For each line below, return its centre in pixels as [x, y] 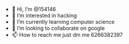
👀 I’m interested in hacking [44, 15]
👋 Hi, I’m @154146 [34, 9]
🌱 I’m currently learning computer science [63, 22]
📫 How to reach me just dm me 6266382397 [67, 35]
